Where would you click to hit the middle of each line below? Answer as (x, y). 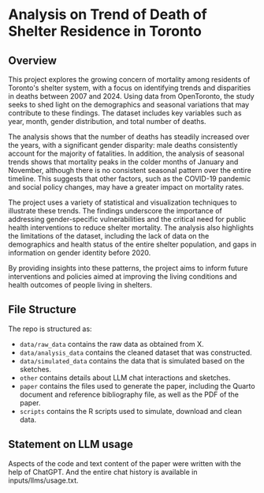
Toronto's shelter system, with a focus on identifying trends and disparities (130, 88)
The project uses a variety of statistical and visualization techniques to (123, 202)
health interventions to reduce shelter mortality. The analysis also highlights (131, 228)
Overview (33, 60)
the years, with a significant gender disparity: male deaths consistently (123, 145)
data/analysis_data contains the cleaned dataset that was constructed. (136, 352)
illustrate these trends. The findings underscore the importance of (115, 211)
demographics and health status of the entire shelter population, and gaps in (132, 244)
